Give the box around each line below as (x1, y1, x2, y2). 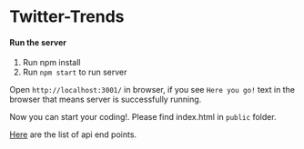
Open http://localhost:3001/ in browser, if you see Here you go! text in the (9, 84, 296, 95)
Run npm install (22, 57, 81, 68)
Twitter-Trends (9, 6, 125, 27)
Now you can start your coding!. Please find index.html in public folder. (9, 112, 277, 123)
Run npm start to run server (22, 66, 127, 78)
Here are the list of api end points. (9, 129, 137, 140)
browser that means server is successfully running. (9, 94, 202, 105)
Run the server (9, 36, 66, 47)
